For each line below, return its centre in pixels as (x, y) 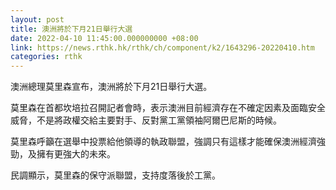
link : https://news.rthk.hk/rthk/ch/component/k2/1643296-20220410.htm (162, 47)
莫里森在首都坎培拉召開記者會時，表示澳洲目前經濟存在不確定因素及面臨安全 (168, 108)
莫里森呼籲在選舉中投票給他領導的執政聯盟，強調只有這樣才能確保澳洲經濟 (163, 142)
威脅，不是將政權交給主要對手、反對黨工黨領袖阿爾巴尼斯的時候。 (146, 120)
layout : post (37, 19)
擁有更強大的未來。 (76, 154)
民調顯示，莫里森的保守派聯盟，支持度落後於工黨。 (115, 175)
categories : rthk (46, 57)
